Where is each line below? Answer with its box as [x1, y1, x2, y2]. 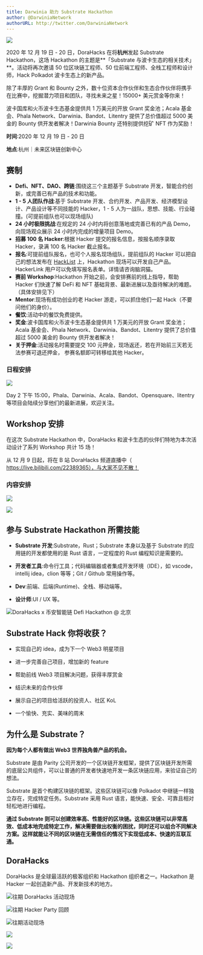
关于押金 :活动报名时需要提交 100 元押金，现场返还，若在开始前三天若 [14, 342, 188, 349]
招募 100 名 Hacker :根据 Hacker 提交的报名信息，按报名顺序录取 [14, 236, 175, 243]
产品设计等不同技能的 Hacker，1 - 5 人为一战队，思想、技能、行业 [25, 205, 190, 213]
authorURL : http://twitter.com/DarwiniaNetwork [6, 20, 129, 26]
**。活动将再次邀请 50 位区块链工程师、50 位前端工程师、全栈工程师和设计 [6, 64, 193, 71]
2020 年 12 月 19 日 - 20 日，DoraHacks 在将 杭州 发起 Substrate [6, 49, 164, 56]
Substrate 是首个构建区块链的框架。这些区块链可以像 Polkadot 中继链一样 [6, 787, 189, 795]
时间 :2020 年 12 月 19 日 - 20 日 [6, 133, 85, 140]
